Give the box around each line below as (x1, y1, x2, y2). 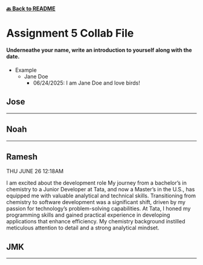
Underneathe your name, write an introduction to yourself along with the (6, 46, 192, 54)
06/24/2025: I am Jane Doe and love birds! (33, 79, 140, 86)
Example (14, 66, 37, 74)
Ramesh (6, 152, 38, 162)
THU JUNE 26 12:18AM (6, 168, 64, 175)
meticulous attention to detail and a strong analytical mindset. (6, 224, 159, 232)
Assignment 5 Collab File (6, 26, 134, 40)
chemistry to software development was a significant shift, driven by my (6, 199, 186, 206)
